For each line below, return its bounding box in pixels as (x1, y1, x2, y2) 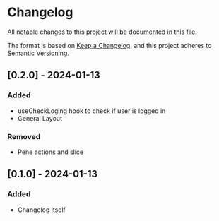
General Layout (17, 114, 62, 122)
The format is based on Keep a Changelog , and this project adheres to (7, 41, 212, 49)
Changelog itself (17, 205, 66, 214)
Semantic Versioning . (7, 49, 69, 57)
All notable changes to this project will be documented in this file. (7, 28, 198, 36)
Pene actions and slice (17, 148, 83, 156)
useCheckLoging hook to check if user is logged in (17, 107, 166, 115)
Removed (7, 131, 41, 141)
